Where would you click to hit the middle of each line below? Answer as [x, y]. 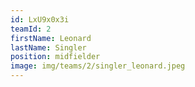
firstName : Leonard [51, 38]
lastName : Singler [48, 47]
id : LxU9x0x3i [40, 19]
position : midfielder [55, 57]
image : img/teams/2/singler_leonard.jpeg [98, 66]
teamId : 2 [31, 29]
